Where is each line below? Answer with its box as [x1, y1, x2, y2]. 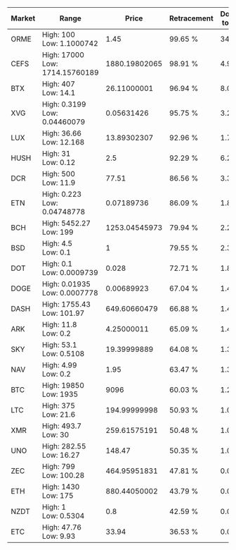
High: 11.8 [41, 320, 77, 329]
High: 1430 [41, 482, 80, 491]
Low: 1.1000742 [41, 39, 98, 48]
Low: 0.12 [41, 158, 76, 167]
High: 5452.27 [41, 219, 91, 228]
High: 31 [41, 149, 71, 158]
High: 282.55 [41, 441, 86, 451]
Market [11, 13, 36, 23]
